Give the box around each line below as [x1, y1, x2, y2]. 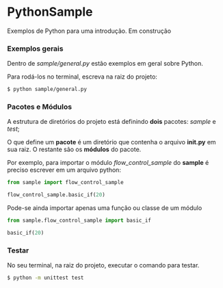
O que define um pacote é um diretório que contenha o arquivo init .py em [7, 138, 217, 146]
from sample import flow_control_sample [7, 179, 124, 186]
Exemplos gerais [7, 44, 64, 53]
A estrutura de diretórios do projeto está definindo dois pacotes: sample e [7, 118, 217, 126]
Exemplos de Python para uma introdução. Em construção [7, 27, 172, 35]
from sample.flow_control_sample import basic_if [7, 217, 152, 224]
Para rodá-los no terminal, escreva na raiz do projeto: [7, 73, 157, 81]
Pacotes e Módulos [7, 102, 73, 112]
